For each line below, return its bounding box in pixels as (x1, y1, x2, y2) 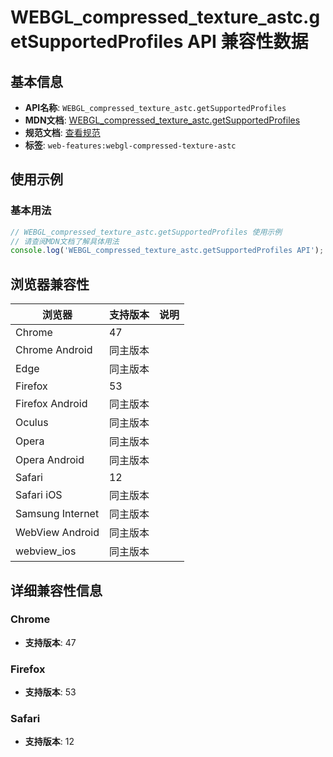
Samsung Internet (15, 507, 100, 521)
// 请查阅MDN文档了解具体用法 (10, 236, 120, 246)
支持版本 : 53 (24, 686, 77, 698)
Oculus (15, 416, 49, 430)
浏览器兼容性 (10, 276, 90, 293)
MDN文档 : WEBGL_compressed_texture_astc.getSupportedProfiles (24, 114, 301, 126)
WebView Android (15, 526, 100, 540)
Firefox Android (15, 397, 88, 411)
